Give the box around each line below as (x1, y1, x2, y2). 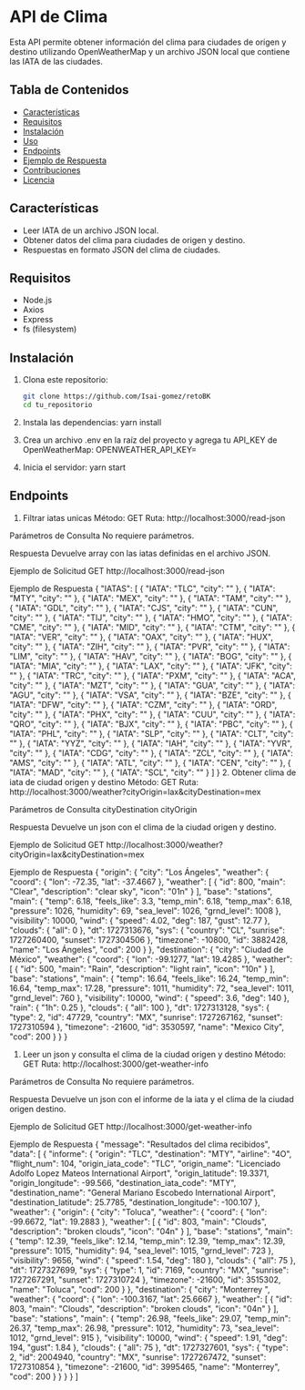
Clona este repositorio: (22, 374, 108, 385)
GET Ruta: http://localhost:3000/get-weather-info (22, 1058, 209, 1069)
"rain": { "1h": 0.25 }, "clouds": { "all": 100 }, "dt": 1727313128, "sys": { (9, 1002, 270, 1013)
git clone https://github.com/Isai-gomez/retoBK (22, 392, 211, 402)
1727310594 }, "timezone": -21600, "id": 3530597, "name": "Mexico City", (9, 1021, 285, 1032)
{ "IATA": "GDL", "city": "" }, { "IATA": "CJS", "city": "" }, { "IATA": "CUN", (9, 602, 279, 613)
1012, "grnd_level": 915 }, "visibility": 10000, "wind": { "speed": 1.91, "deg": (9, 1332, 289, 1343)
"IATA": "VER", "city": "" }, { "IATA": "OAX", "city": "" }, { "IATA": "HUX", (9, 631, 273, 642)
